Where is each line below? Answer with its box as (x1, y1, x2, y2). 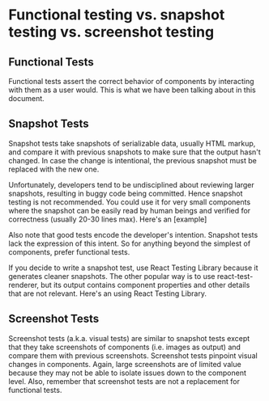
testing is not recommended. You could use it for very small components (8, 196, 251, 207)
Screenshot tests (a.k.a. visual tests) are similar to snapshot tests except (8, 333, 250, 343)
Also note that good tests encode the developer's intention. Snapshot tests (8, 230, 258, 239)
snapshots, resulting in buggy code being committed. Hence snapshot (8, 188, 243, 198)
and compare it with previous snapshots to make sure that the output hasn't (8, 147, 261, 157)
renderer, (8, 280, 39, 289)
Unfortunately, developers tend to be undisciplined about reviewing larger (8, 179, 255, 189)
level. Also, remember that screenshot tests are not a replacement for (8, 376, 241, 386)
